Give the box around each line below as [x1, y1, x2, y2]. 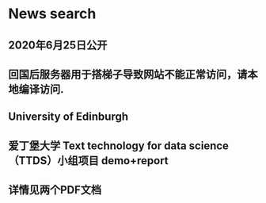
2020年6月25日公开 [8, 38, 108, 52]
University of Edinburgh [8, 110, 129, 124]
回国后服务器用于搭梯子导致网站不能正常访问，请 [8, 67, 248, 81]
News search [8, 5, 97, 23]
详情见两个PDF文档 [8, 183, 102, 197]
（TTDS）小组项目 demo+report [8, 154, 169, 167]
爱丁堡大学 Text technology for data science [8, 139, 230, 152]
